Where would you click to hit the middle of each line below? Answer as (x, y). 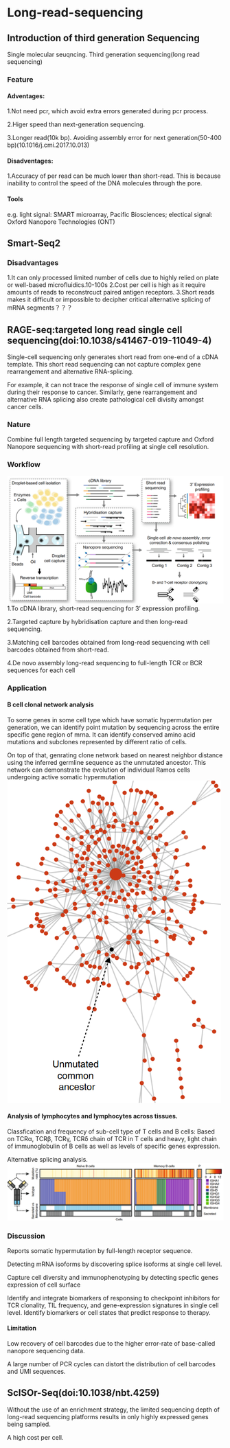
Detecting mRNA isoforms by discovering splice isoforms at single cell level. (115, 1264)
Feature (20, 79)
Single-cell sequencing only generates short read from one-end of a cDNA (113, 357)
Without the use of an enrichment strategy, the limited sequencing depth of (113, 1410)
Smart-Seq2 (34, 243)
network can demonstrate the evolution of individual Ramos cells (99, 770)
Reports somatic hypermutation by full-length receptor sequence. (100, 1250)
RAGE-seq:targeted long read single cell (95, 330)
